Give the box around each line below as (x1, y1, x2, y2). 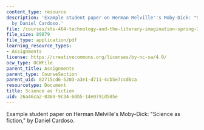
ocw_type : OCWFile (6, 60, 53, 66)
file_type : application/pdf (6, 37, 78, 43)
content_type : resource (6, 9, 67, 15)
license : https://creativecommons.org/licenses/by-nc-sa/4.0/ (6, 54, 167, 60)
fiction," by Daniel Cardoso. (6, 117, 75, 124)
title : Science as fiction (6, 88, 75, 94)
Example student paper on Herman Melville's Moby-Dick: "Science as (6, 110, 181, 117)
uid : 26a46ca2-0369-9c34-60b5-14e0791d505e (6, 94, 118, 100)
